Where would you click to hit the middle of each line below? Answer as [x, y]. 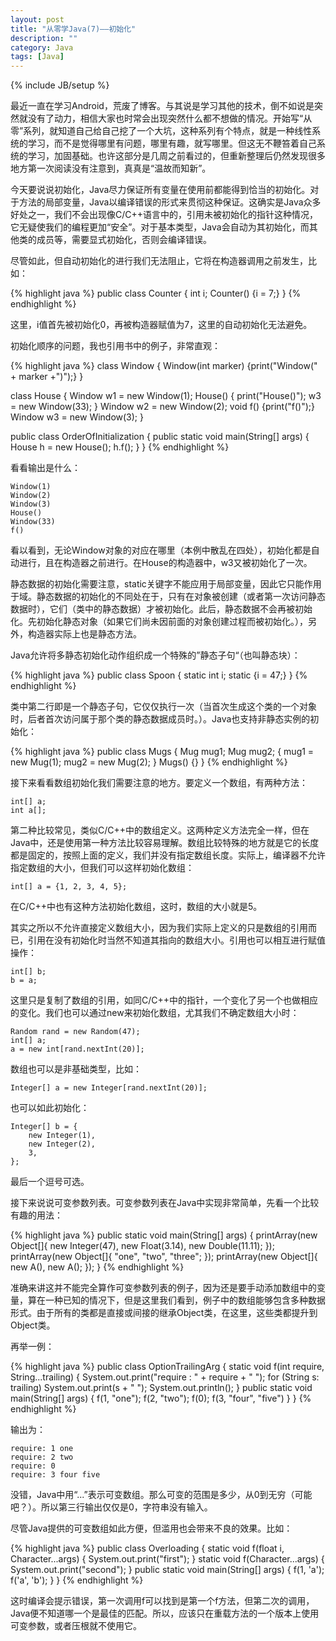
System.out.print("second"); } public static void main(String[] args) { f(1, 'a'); [167, 1570]
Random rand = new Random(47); [75, 1032]
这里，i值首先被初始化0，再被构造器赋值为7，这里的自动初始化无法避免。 [161, 325]
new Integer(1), [62, 1136]
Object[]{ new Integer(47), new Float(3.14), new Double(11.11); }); [142, 1246]
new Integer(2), [62, 1144]
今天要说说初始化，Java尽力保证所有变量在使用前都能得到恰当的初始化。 [160, 190]
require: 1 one [42, 1449]
